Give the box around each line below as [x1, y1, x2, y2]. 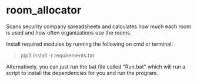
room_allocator [6, 4, 82, 17]
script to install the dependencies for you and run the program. [6, 69, 158, 76]
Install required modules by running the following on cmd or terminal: [6, 40, 173, 47]
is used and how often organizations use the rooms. [6, 29, 132, 36]
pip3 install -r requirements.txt [20, 52, 95, 59]
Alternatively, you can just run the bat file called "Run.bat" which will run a [6, 63, 186, 70]
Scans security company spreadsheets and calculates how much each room [6, 23, 191, 30]
